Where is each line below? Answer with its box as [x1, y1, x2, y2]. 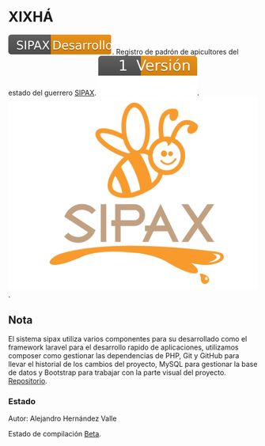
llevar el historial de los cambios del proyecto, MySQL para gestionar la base [8, 360, 258, 369]
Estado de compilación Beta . [8, 429, 101, 439]
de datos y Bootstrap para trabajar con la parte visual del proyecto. [8, 368, 227, 377]
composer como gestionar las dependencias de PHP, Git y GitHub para [8, 351, 240, 361]
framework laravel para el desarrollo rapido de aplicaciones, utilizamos [8, 342, 239, 352]
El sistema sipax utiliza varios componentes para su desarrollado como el [8, 334, 248, 344]
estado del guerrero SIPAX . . [8, 88, 200, 97]
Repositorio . [8, 376, 47, 386]
